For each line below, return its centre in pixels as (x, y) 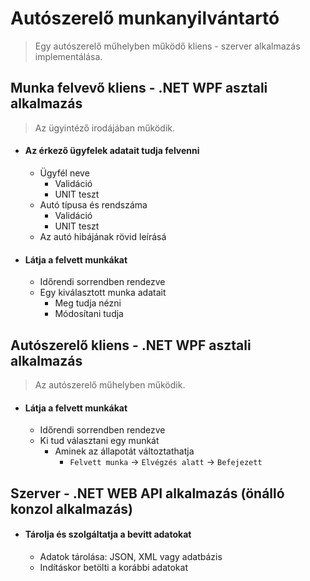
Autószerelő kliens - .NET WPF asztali (131, 345)
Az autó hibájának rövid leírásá (103, 236)
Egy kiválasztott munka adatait (103, 293)
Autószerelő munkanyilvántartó (145, 18)
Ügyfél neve (64, 173)
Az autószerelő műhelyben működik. (110, 384)
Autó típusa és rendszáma (93, 204)
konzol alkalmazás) (72, 508)
